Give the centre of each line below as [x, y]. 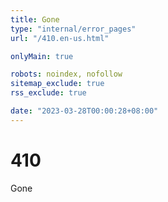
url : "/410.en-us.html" [60, 38]
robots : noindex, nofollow [66, 74]
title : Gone [35, 19]
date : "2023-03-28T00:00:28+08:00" [84, 111]
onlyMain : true [42, 56]
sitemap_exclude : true [57, 84]
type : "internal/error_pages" [73, 29]
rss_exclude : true [48, 93]
